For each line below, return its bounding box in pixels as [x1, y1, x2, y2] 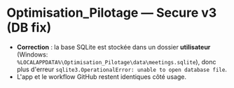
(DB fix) [6, 20, 52, 36]
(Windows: [16, 50, 48, 59]
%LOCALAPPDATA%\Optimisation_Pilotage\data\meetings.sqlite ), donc [16, 57, 216, 66]
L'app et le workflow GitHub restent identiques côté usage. [16, 72, 187, 81]
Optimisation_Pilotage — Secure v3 [6, 5, 217, 21]
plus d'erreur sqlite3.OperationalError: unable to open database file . [16, 65, 227, 73]
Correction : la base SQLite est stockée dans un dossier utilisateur [16, 43, 211, 51]
